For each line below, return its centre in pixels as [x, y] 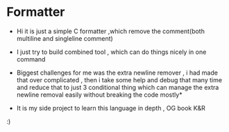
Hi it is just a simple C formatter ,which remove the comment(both [111, 31]
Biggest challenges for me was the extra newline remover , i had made [117, 73]
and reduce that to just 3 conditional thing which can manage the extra [118, 87]
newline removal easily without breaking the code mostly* [99, 95]
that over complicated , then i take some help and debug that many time [119, 79]
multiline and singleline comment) [65, 38]
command [31, 59]
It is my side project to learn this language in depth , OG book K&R [111, 108]
